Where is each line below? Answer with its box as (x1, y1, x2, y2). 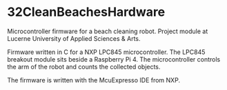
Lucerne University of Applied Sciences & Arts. (7, 34, 141, 42)
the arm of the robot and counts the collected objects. (7, 62, 161, 71)
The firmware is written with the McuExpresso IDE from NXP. (7, 75, 181, 84)
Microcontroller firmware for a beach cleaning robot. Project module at (7, 27, 208, 35)
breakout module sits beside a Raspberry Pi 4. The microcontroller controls (7, 55, 221, 63)
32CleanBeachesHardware (7, 4, 166, 20)
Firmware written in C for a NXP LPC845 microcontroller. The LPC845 (7, 48, 206, 56)
